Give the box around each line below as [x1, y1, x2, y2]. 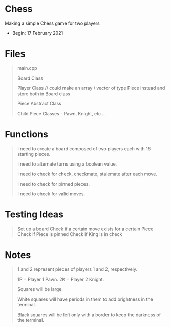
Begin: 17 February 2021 [12, 30, 63, 36]
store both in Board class [17, 90, 70, 97]
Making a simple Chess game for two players [5, 20, 100, 26]
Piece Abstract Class [17, 100, 62, 106]
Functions [5, 129, 48, 140]
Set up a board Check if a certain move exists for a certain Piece [17, 226, 154, 232]
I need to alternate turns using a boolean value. [17, 160, 117, 167]
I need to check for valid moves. [17, 191, 86, 197]
